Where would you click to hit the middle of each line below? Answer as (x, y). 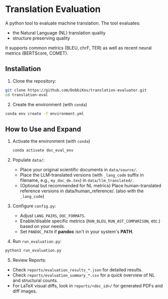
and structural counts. (35, 280)
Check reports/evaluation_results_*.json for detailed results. (77, 269)
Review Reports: (29, 260)
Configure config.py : (34, 206)
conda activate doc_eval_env (43, 151)
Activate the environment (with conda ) (51, 141)
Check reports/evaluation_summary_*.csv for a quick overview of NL (84, 275)
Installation (23, 69)
